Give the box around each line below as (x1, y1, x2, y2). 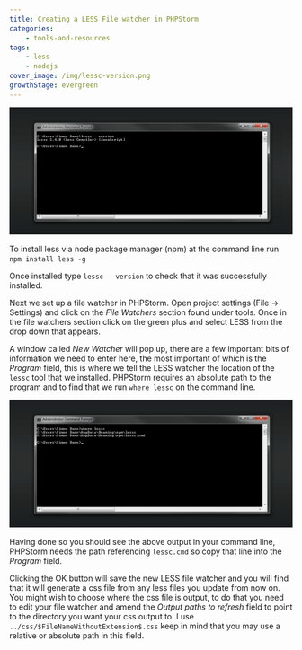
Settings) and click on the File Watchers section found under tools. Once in (9, 307, 288, 318)
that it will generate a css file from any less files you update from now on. (9, 582, 280, 593)
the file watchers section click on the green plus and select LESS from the (9, 317, 283, 328)
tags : (9, 43, 30, 52)
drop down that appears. (9, 326, 101, 337)
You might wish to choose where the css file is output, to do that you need (9, 592, 285, 602)
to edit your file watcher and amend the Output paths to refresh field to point (9, 602, 293, 612)
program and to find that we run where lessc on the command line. (9, 382, 256, 392)
